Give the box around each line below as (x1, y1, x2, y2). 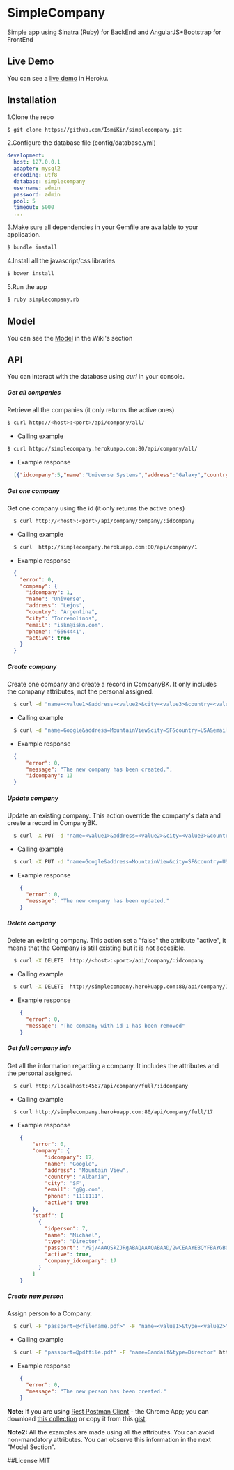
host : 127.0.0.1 (13, 159, 61, 166)
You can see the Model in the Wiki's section (7, 334, 133, 342)
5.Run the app (7, 282, 47, 290)
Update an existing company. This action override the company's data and (7, 811, 221, 820)
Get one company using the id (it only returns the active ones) (7, 504, 185, 513)
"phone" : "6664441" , (25, 628, 86, 635)
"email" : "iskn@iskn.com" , (25, 621, 104, 628)
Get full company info (7, 1044, 72, 1052)
